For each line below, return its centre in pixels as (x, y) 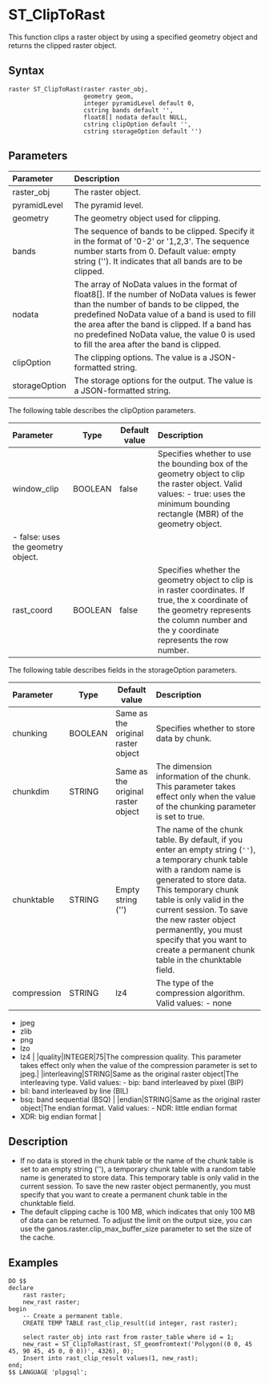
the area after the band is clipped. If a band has (163, 324)
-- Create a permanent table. (73, 1317)
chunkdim (31, 791)
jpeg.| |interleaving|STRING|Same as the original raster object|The (129, 1074)
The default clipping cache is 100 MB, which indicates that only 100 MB (137, 1212)
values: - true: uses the (201, 493)
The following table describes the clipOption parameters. (102, 410)
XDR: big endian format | (60, 1116)
